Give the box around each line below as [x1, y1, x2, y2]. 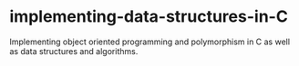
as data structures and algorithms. [9, 45, 139, 56]
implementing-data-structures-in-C [9, 6, 289, 27]
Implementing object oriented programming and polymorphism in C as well [9, 36, 290, 47]
